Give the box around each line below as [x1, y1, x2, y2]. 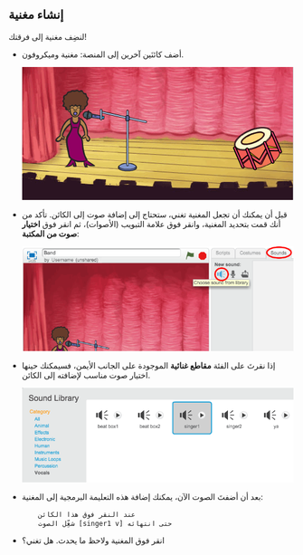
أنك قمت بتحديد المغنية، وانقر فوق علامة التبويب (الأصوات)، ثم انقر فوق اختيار [21, 218, 281, 229]
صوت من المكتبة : [21, 228, 80, 239]
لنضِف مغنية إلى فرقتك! [8, 31, 88, 42]
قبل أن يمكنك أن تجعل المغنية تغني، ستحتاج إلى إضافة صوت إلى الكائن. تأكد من [21, 208, 288, 220]
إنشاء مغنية [8, 7, 64, 23]
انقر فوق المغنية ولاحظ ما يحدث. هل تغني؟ [21, 535, 165, 546]
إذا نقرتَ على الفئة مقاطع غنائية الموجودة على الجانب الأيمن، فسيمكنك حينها [21, 359, 276, 370]
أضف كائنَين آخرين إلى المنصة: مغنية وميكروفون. [21, 49, 185, 60]
